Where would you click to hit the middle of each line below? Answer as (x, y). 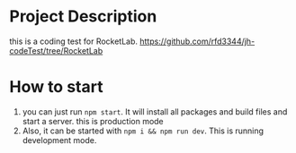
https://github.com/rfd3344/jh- (197, 41)
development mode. (59, 140)
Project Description (83, 17)
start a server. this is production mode (93, 121)
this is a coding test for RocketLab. (73, 41)
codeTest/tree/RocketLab (56, 50)
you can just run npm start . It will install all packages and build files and (155, 111)
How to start (56, 87)
